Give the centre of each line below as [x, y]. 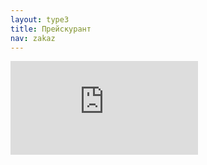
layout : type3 [40, 19]
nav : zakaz [33, 38]
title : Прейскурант [51, 29]
